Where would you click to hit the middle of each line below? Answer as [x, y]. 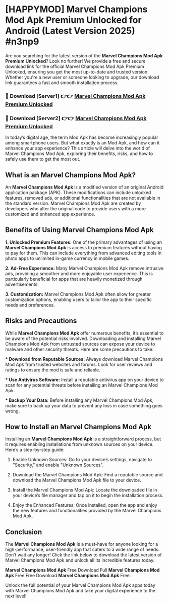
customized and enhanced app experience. [50, 214]
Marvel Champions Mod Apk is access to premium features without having [84, 247]
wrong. [13, 411]
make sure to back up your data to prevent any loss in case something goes [84, 405]
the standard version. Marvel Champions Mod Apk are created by [73, 203]
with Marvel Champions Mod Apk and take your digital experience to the [80, 591]
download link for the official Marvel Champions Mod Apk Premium [75, 66]
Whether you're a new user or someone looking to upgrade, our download [82, 77]
